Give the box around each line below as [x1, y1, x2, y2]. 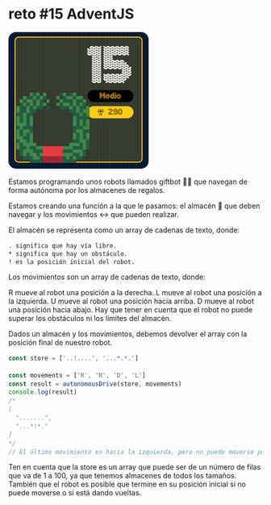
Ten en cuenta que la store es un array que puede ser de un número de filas [8, 462, 261, 472]
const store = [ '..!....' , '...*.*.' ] [8, 354, 139, 362]
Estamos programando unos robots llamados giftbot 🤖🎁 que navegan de [8, 177, 248, 186]
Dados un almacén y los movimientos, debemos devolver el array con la [8, 328, 248, 339]
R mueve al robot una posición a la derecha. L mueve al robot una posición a [8, 287, 262, 297]
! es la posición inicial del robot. [8, 257, 135, 266]
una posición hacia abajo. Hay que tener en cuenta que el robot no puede [8, 304, 252, 315]
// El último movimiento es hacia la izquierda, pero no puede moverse [8, 448, 254, 456]
